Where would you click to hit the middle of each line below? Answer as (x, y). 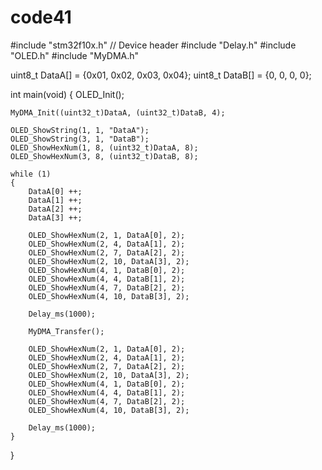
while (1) (31, 174)
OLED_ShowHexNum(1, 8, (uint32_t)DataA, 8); (104, 147)
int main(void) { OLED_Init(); (67, 94)
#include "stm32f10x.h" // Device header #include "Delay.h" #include (153, 45)
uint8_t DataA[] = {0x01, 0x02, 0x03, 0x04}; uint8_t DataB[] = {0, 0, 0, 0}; (161, 75)
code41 (41, 17)
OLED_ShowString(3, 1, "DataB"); (80, 139)
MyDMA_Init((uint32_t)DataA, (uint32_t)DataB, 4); (118, 112)
